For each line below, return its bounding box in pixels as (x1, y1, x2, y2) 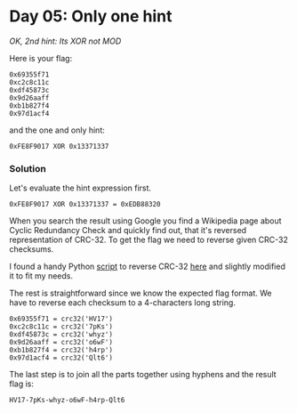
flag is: (9, 378, 34, 389)
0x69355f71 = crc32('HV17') (9, 314, 114, 324)
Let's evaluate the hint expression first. (9, 182, 152, 193)
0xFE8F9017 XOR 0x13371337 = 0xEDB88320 (9, 200, 162, 209)
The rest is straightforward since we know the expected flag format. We (9, 287, 273, 299)
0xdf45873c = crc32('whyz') (9, 330, 114, 339)
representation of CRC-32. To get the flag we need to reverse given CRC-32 (9, 234, 289, 246)
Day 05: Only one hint (9, 6, 173, 27)
